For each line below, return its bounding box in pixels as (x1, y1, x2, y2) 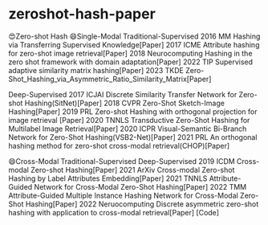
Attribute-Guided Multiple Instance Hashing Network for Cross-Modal (8, 190, 238, 200)
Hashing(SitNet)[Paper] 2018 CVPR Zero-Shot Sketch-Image (24, 98, 225, 108)
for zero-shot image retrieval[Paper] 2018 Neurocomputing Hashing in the (8, 48, 253, 58)
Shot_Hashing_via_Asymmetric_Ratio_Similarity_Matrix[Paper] (8, 74, 212, 84)
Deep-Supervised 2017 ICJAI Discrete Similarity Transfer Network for (8, 89, 238, 99)
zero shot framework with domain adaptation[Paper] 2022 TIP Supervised (8, 57, 254, 67)
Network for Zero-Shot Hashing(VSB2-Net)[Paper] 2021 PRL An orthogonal (8, 132, 258, 141)
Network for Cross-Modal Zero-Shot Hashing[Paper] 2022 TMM (34, 182, 247, 191)
